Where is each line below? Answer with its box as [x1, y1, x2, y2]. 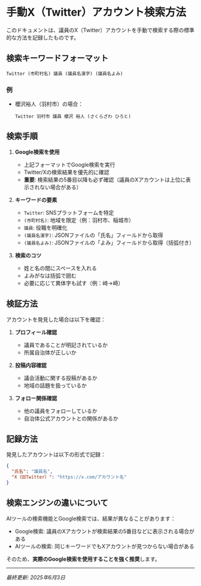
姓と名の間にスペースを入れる [23, 265, 97, 272]
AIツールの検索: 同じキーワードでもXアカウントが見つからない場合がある [14, 542, 194, 549]
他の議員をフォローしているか [23, 407, 98, 414]
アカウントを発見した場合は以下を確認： [6, 315, 106, 323]
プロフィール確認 [14, 328, 57, 336]
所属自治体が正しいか [23, 348, 77, 356]
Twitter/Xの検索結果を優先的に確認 [23, 169, 109, 176]
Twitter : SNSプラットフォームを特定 [23, 209, 114, 216]
